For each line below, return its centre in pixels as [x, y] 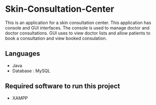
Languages [23, 54]
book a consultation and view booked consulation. [56, 38]
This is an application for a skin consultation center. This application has [78, 23]
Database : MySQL [31, 71]
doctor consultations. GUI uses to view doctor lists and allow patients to [78, 33]
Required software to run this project [63, 86]
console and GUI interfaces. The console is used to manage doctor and [78, 27]
